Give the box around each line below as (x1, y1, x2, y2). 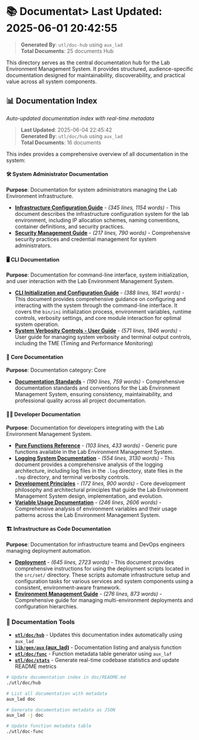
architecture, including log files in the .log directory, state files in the (14, 467, 183, 474)
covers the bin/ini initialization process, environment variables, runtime (14, 308, 192, 315)
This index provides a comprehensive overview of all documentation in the (6, 150, 188, 158)
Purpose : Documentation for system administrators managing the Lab (6, 186, 178, 193)
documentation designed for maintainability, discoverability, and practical (6, 71, 185, 79)
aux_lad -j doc (6, 712, 44, 719)
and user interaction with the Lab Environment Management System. (6, 278, 174, 285)
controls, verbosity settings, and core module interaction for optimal (14, 315, 182, 322)
